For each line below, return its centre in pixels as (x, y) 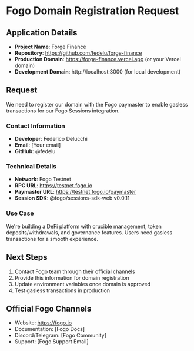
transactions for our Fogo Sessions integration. (63, 111)
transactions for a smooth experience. (52, 239)
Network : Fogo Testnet (43, 179)
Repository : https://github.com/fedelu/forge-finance (78, 53)
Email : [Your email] (38, 145)
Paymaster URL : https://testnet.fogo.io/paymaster (75, 192)
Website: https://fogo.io (43, 323)
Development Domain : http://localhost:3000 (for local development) (98, 72)
